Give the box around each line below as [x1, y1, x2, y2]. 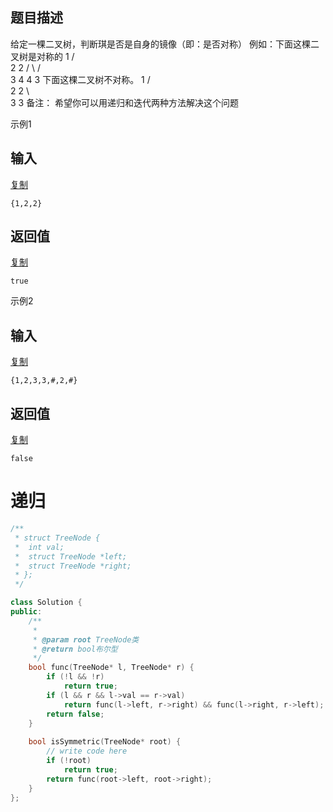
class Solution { [10, 598, 83, 608]
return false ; [46, 709, 105, 719]
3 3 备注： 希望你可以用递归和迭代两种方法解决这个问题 [10, 96, 240, 108]
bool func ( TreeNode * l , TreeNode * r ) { [28, 663, 195, 673]
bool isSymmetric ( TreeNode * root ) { [28, 737, 182, 747]
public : [10, 607, 43, 617]
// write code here [46, 746, 128, 757]
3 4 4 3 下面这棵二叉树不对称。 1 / [10, 73, 151, 85]
